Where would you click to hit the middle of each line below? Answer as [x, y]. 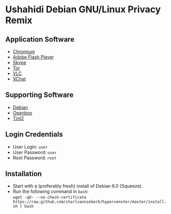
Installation [24, 174]
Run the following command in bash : [50, 191]
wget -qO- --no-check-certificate [49, 198]
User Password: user [35, 152]
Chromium [24, 52]
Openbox [22, 113]
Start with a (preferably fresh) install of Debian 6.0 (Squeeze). [78, 186]
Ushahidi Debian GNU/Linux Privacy [83, 9]
